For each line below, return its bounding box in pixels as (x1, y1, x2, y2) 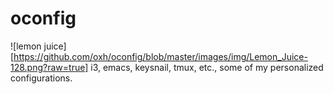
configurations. (10, 72, 73, 84)
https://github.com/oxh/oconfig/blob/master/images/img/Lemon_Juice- (13, 50, 308, 62)
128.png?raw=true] (10, 61, 89, 73)
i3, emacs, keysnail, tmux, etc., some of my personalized (90, 61, 324, 73)
